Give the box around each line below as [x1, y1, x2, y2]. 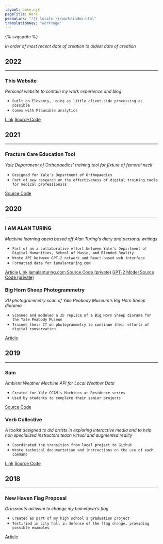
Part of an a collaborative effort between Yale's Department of [12, 246, 147, 251]
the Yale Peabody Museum [12, 317, 63, 322]
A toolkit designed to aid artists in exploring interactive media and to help [5, 427, 152, 433]
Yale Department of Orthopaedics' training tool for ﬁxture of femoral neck [5, 162, 153, 168]
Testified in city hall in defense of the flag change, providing [12, 521, 149, 526]
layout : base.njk [5, 7, 40, 12]
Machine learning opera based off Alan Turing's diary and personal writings [5, 236, 158, 241]
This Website [5, 77, 37, 84]
